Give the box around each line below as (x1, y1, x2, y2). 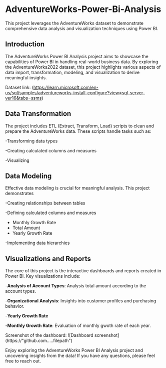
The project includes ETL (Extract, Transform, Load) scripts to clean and (5, 123, 154, 129)
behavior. (5, 303, 24, 309)
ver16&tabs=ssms (5, 95, 42, 101)
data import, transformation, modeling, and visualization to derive (5, 69, 140, 75)
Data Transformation (5, 109, 71, 118)
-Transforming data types (5, 138, 58, 144)
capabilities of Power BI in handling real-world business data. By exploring (5, 59, 158, 65)
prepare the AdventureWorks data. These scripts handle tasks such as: (5, 128, 151, 134)
